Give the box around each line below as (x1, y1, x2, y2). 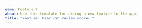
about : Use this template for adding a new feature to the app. (5, 11, 138, 16)
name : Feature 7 (5, 7, 38, 12)
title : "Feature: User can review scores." (5, 16, 95, 20)
